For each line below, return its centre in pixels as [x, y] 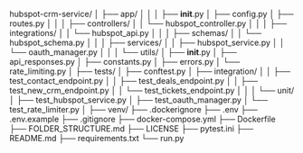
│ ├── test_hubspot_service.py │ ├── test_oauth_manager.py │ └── [139, 100]
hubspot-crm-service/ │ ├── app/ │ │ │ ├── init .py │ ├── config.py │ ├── [151, 14]
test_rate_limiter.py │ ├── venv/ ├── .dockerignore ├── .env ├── [133, 109]
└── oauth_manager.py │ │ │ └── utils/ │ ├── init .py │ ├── [123, 52]
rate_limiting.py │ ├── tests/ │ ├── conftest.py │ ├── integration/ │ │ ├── [150, 71]
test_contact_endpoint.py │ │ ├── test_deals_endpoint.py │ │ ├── [133, 81]
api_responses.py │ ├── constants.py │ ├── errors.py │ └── [125, 62]
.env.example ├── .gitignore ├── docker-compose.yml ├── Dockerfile [142, 119]
